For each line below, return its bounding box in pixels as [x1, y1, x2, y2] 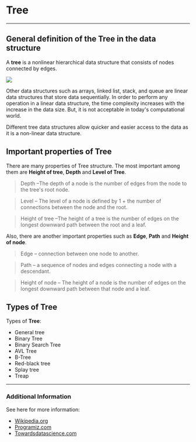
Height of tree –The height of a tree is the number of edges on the [20, 215, 179, 222]
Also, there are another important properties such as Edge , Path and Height [6, 232, 189, 239]
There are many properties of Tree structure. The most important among [6, 162, 180, 169]
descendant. [20, 268, 51, 275]
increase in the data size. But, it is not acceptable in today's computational [6, 106, 185, 113]
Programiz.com [14, 423, 51, 430]
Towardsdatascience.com [14, 430, 77, 437]
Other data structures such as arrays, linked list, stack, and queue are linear [6, 87, 188, 94]
